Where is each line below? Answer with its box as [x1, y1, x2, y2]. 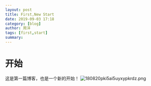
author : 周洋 [5, 26, 31, 31]
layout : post [5, 7, 32, 12]
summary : [5, 35, 23, 40]
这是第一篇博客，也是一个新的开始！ [5, 75, 79, 81]
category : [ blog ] [5, 21, 41, 26]
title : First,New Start [5, 12, 55, 17]
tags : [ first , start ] [5, 30, 48, 35]
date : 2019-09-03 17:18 [5, 16, 55, 21]
